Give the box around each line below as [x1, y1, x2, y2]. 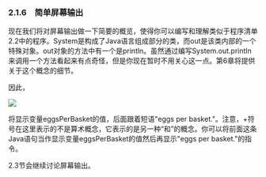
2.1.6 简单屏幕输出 [8, 6, 84, 17]
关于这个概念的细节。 [8, 66, 78, 76]
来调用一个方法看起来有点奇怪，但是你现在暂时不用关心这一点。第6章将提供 [8, 56, 256, 66]
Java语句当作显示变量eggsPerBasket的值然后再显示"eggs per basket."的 [8, 134, 245, 144]
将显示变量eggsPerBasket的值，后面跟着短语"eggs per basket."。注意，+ [8, 115, 248, 124]
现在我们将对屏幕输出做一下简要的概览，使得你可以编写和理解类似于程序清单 [8, 26, 258, 36]
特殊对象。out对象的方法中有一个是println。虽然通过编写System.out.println [8, 46, 252, 56]
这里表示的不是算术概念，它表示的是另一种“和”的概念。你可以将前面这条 [21, 124, 257, 134]
